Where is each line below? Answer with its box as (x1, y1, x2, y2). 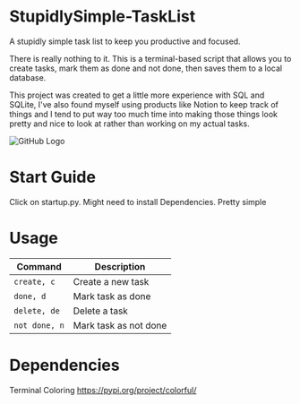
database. (9, 72, 47, 82)
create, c (13, 276, 56, 287)
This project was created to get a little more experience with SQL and (9, 90, 265, 100)
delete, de (13, 305, 60, 315)
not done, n (13, 320, 65, 331)
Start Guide (9, 168, 97, 187)
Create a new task (73, 275, 150, 288)
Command (16, 260, 63, 272)
